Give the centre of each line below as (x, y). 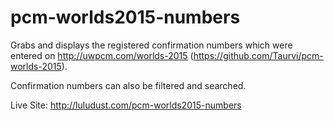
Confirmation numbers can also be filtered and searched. (128, 85)
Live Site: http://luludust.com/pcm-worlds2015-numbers (126, 105)
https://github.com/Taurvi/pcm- (258, 55)
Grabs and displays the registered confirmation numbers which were (151, 45)
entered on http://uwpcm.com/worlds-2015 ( (102, 55)
